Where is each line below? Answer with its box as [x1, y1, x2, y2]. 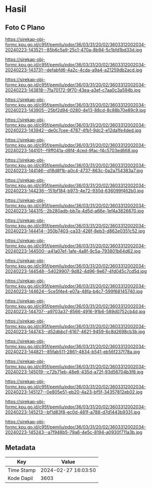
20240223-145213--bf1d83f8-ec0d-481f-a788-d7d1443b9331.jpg [5, 409, 140, 415]
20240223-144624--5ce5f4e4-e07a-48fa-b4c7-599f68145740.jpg [5, 288, 143, 294]
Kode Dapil [7, 475, 33, 482]
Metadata [5, 443, 36, 452]
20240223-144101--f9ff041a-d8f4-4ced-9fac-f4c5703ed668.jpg [5, 148, 138, 153]
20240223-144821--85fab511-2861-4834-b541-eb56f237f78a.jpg [5, 349, 140, 355]
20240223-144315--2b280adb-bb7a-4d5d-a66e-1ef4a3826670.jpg [5, 208, 144, 214]
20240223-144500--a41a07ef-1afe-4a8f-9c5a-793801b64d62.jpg [5, 248, 141, 254]
